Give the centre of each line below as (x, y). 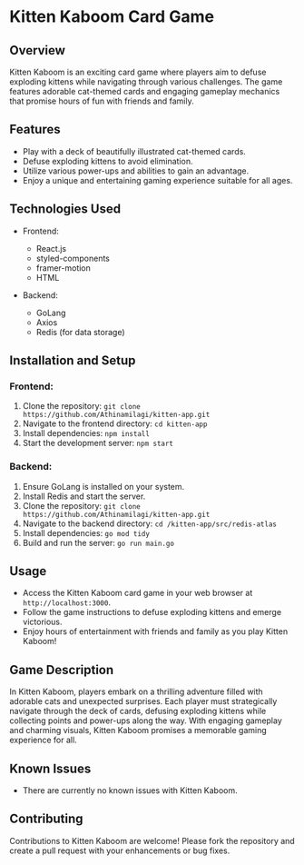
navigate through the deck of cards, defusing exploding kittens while (138, 711)
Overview (38, 50)
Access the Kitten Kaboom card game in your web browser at (137, 593)
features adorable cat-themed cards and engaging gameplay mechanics (145, 91)
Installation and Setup (73, 361)
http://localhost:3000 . (67, 602)
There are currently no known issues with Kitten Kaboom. (130, 790)
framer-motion (63, 268)
